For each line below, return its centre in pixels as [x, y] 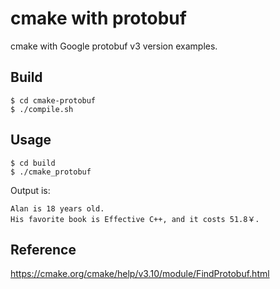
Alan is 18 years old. [57, 208]
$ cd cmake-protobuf [53, 100]
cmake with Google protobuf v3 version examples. [114, 46]
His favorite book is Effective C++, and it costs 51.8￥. [135, 219]
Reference [43, 249]
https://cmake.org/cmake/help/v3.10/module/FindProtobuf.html [140, 274]
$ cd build [33, 163]
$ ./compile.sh [42, 109]
